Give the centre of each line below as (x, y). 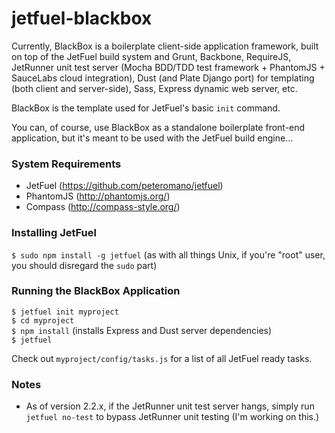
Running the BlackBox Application (96, 291)
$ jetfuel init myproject (65, 312)
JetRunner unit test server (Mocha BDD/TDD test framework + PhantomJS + (168, 67)
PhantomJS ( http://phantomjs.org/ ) (98, 196)
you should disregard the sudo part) (84, 265)
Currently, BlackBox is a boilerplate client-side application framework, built (165, 46)
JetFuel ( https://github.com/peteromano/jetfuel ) (124, 186)
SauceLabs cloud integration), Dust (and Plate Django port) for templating (163, 78)
